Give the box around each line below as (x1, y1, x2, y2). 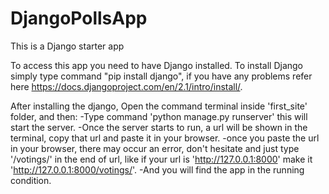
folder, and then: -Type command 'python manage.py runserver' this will (10, 110, 308, 122)
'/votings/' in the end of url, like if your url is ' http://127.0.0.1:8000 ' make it (10, 153, 313, 165)
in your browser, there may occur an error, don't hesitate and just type (10, 142, 300, 154)
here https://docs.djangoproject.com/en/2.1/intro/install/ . (10, 80, 243, 92)
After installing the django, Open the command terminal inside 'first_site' (10, 100, 308, 112)
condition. (10, 174, 52, 186)
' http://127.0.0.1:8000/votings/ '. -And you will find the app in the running (10, 163, 305, 176)
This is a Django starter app (10, 40, 125, 52)
